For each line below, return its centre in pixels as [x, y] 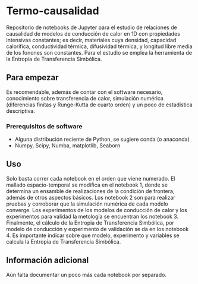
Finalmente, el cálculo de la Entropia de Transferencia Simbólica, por [90, 223]
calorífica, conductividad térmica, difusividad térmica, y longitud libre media [99, 46]
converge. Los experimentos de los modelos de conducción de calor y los [97, 210]
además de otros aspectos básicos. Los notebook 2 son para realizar [91, 197]
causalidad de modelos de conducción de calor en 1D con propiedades [93, 33]
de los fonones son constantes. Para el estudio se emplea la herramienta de [99, 52]
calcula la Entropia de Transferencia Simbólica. [64, 241]
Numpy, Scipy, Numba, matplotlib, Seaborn [67, 146]
